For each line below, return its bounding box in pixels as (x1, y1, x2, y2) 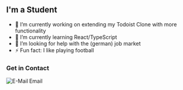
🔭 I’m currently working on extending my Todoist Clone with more (14, 20, 177, 28)
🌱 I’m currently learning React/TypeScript (14, 33, 118, 41)
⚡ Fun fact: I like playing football (14, 46, 94, 53)
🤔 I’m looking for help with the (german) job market (14, 40, 141, 47)
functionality (14, 27, 46, 34)
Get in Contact (6, 64, 49, 72)
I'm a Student (6, 5, 58, 15)
